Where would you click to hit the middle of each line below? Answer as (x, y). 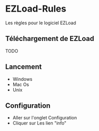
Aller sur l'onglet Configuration (45, 118)
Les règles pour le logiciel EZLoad (41, 23)
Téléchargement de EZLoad (50, 39)
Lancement (24, 67)
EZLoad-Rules (36, 9)
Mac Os (21, 84)
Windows (22, 79)
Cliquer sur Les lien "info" (40, 123)
